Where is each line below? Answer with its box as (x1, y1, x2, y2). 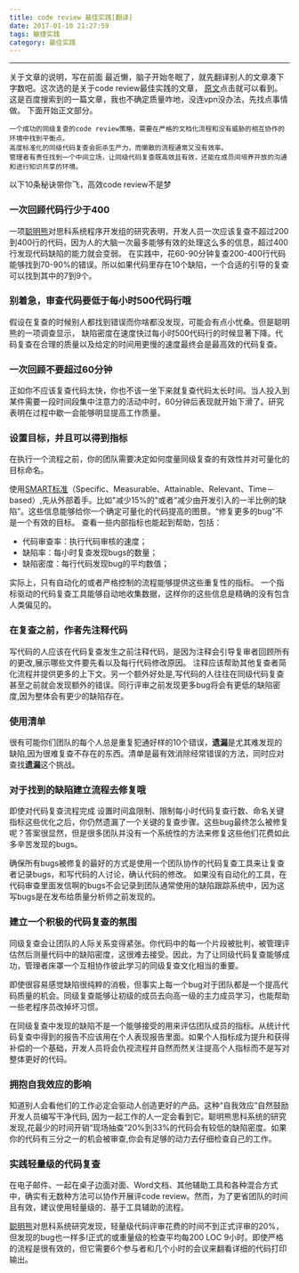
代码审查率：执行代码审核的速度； (21, 536, 148, 547)
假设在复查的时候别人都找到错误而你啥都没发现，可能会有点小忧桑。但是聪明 (9, 316, 290, 327)
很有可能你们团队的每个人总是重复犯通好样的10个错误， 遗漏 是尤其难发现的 (9, 737, 283, 748)
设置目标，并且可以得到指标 (9, 432, 128, 445)
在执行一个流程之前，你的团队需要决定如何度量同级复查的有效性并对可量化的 (9, 453, 290, 464)
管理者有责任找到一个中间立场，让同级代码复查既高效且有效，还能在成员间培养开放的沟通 (9, 153, 287, 162)
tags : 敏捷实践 (9, 29, 61, 38)
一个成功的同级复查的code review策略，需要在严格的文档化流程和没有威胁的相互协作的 (9, 125, 285, 134)
